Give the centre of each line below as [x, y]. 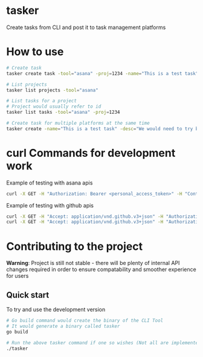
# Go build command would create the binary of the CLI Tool [85, 321]
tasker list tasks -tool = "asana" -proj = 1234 [63, 113]
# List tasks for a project [42, 101]
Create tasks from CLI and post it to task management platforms [86, 27]
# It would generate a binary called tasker [63, 326]
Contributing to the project [75, 246]
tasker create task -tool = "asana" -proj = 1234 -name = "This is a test [94, 73]
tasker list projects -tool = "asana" [52, 90]
